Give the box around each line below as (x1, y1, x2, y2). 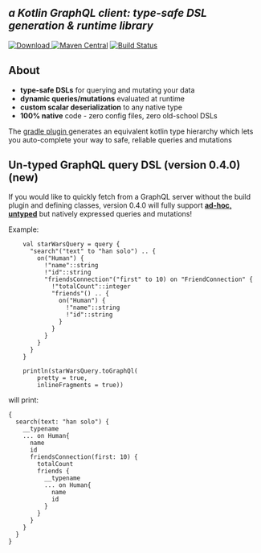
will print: (8, 395, 39, 405)
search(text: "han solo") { (15, 418, 110, 426)
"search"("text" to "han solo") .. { (29, 247, 157, 256)
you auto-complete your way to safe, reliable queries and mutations (8, 134, 233, 144)
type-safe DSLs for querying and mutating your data (19, 85, 195, 95)
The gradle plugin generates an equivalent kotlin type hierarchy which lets (8, 126, 254, 136)
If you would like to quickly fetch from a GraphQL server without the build (8, 192, 251, 202)
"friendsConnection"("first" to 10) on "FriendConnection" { (43, 275, 253, 284)
